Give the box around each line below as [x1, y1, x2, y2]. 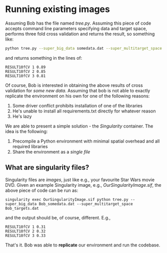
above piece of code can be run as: [5, 187, 78, 193]
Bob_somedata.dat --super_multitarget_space [38, 201, 133, 206]
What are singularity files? [5, 163, 89, 172]
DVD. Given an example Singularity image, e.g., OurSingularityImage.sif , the [5, 182, 161, 188]
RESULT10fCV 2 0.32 [5, 228, 46, 234]
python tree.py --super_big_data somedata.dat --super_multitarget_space [5, 46, 162, 51]
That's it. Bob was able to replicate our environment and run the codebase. [5, 242, 160, 248]
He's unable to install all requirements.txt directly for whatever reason [12, 108, 156, 114]
